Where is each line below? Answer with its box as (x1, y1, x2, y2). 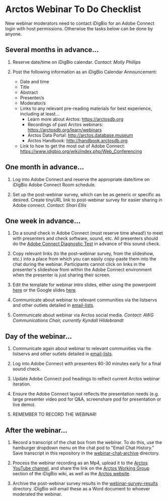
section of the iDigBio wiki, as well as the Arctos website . (12, 471, 131, 476)
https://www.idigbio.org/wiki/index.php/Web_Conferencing (20, 148, 142, 154)
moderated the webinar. (12, 491, 62, 497)
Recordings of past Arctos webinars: (27, 121, 103, 127)
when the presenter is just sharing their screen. (12, 272, 111, 278)
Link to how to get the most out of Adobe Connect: (20, 143, 125, 149)
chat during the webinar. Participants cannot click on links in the (12, 261, 146, 267)
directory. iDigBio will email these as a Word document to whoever (12, 486, 150, 491)
